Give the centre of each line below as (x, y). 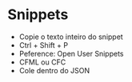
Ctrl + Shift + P (44, 45)
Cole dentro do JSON (54, 70)
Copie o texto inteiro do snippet (71, 37)
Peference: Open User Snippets (71, 53)
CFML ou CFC (42, 62)
